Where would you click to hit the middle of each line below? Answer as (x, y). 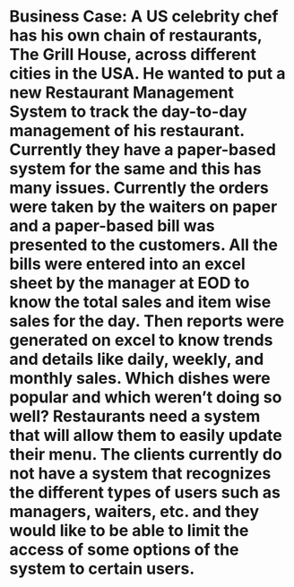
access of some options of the (124, 550)
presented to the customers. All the (143, 245)
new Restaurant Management (122, 93)
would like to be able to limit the (129, 531)
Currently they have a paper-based (143, 150)
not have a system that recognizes (140, 474)
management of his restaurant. (127, 131)
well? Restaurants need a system (135, 416)
